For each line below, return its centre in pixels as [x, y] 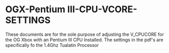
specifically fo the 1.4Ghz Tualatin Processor [52, 45]
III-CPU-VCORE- [102, 9]
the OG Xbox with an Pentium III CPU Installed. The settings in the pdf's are [84, 40]
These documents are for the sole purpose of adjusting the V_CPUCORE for [85, 34]
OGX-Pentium [35, 9]
